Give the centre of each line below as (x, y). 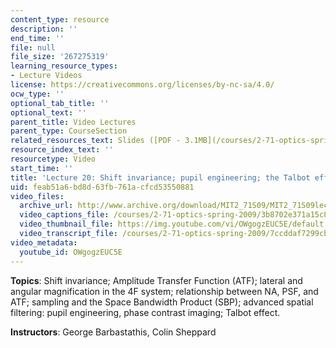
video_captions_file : (64, 215)
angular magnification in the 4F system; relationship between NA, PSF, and (164, 291)
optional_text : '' (48, 112)
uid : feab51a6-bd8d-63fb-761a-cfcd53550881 (102, 187)
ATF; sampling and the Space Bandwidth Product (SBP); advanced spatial (162, 302)
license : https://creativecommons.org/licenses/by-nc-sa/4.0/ (142, 85)
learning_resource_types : (64, 66)
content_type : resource (60, 19)
